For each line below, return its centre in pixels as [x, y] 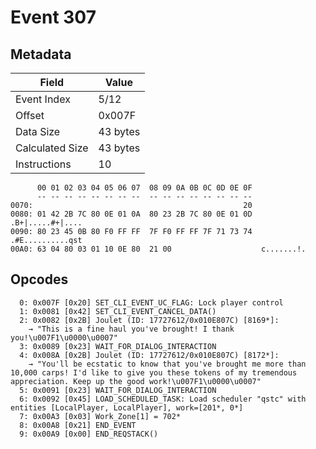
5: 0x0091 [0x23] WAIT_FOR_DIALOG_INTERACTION [118, 390]
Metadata [41, 54]
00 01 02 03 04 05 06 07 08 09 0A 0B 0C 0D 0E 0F [144, 188]
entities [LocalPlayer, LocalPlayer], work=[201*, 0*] [127, 407]
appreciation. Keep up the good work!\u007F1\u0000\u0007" [136, 381]
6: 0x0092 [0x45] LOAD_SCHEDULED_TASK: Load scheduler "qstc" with [163, 399]
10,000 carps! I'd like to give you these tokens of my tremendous [154, 372]
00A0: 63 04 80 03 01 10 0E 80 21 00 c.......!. [158, 249]
